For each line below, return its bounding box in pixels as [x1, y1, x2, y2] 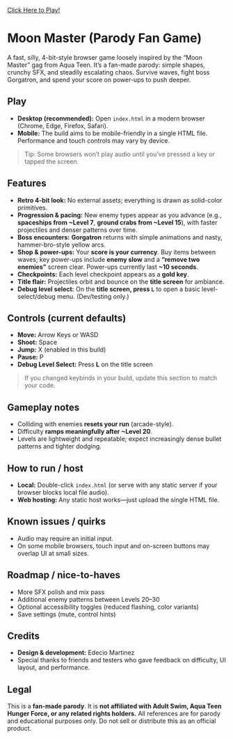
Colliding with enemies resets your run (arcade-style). [17, 420, 174, 428]
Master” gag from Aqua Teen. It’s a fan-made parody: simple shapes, [7, 61, 205, 69]
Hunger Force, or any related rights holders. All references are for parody [7, 710, 221, 718]
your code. [24, 381, 56, 389]
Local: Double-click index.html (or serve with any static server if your [17, 481, 218, 489]
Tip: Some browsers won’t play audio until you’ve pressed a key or [24, 150, 216, 158]
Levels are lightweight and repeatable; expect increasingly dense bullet [17, 435, 222, 443]
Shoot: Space [17, 338, 58, 347]
